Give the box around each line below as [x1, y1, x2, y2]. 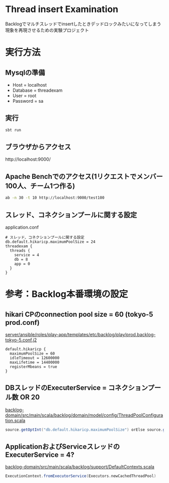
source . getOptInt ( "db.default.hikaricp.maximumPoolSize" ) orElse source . [5, 427, 163, 432]
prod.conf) [5, 318, 40, 327]
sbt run [5, 127, 22, 132]
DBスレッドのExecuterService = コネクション [5, 384, 148, 392]
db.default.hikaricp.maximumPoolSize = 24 [5, 239, 96, 244]
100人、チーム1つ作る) [5, 181, 75, 190]
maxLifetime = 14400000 [10, 360, 59, 365]
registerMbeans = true [10, 364, 57, 369]
